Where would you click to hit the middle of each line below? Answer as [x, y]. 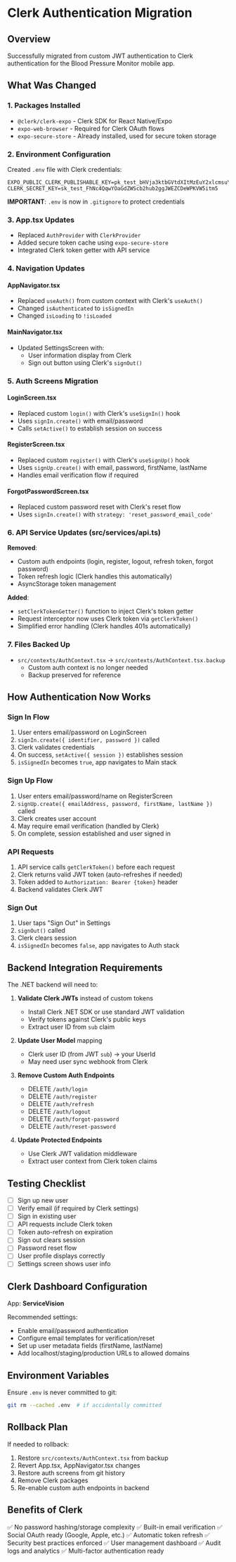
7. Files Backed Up [39, 645]
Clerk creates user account [57, 818]
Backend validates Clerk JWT [60, 890]
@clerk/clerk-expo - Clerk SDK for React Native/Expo [95, 120]
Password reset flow [47, 1248]
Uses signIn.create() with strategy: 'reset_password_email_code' [115, 514]
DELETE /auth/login [58, 1089]
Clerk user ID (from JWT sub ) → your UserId [92, 1054]
